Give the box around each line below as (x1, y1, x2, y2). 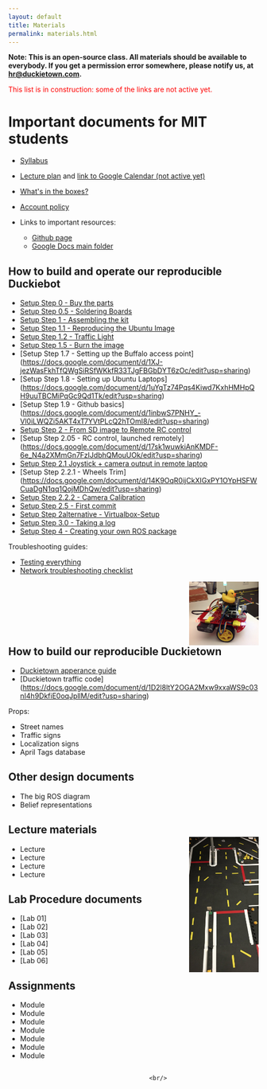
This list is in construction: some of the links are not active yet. (8, 84, 213, 95)
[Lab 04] (19, 939, 49, 949)
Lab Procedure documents (8, 892, 143, 906)
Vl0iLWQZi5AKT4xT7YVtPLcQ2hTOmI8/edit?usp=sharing (19, 416, 207, 426)
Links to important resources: (19, 217, 117, 227)
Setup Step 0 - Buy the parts (19, 299, 114, 308)
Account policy (19, 202, 70, 212)
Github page (31, 233, 73, 243)
